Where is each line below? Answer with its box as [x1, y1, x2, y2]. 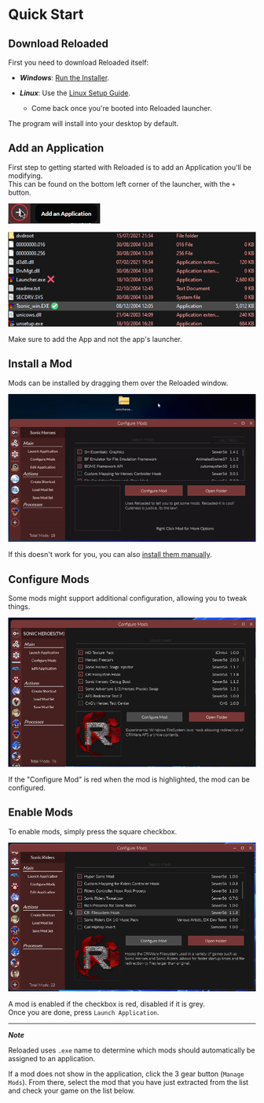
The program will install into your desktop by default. [8, 119, 179, 128]
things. [8, 602, 31, 611]
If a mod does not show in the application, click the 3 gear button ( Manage [8, 1069, 245, 1079]
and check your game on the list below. [8, 1086, 135, 1096]
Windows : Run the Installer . [19, 73, 110, 82]
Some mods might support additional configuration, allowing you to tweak [8, 593, 247, 603]
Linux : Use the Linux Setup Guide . [19, 88, 131, 98]
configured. [8, 783, 46, 793]
